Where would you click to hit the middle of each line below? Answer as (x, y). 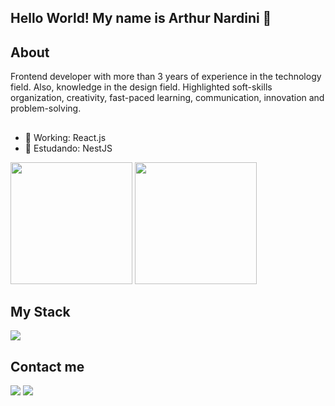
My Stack (40, 311)
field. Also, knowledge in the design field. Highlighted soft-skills (141, 87)
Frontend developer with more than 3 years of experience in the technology (166, 77)
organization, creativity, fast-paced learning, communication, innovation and (167, 98)
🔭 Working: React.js (65, 137)
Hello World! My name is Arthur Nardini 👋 (141, 18)
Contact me (47, 366)
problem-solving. (46, 108)
